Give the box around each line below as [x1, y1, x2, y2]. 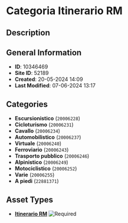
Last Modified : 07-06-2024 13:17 [14, 82, 96, 89]
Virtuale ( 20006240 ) [14, 140, 62, 147]
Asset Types [6, 195, 53, 205]
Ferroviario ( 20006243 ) [14, 146, 69, 153]
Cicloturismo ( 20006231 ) [14, 121, 74, 128]
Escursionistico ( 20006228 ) [14, 115, 81, 122]
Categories [6, 99, 48, 109]
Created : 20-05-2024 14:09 [14, 76, 84, 83]
